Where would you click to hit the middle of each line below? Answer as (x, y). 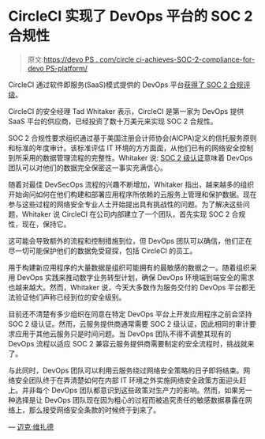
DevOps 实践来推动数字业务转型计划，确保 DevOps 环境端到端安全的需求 (136, 277)
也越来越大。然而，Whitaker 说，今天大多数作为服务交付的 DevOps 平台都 (129, 287)
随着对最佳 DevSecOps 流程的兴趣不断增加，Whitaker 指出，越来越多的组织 (131, 184)
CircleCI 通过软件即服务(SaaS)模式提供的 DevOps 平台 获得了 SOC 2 (118, 85)
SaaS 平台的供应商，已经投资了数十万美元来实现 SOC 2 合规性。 (113, 121)
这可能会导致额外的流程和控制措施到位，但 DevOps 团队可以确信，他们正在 (130, 240)
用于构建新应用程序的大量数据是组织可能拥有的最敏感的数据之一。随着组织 (129, 267)
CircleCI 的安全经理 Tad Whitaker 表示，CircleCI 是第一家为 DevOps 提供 (126, 111)
